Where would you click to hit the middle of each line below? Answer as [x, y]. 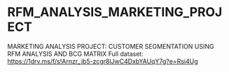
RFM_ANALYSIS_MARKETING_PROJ [115, 12]
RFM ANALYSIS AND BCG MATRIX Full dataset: [75, 54]
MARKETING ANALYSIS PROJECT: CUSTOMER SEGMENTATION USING [111, 46]
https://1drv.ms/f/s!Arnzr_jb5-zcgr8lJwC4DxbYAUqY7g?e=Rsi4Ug [103, 61]
